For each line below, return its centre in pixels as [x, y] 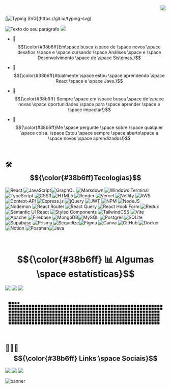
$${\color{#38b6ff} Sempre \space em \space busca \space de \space [89, 99]
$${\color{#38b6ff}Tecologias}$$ [85, 178]
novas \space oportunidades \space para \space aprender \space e [89, 104]
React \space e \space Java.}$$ [89, 81]
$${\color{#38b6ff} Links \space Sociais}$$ [85, 358]
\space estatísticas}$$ [85, 274]
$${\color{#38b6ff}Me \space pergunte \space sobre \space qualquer [89, 127]
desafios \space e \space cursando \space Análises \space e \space [89, 52]
